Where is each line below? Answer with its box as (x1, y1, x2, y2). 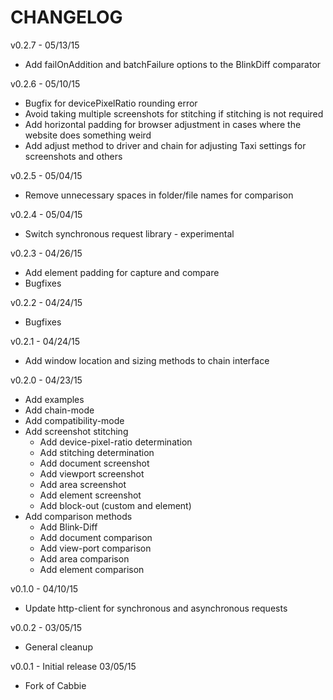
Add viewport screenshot (39, 467, 145, 480)
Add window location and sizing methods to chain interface (24, 354, 270, 366)
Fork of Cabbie (24, 679, 87, 691)
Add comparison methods (24, 510, 133, 522)
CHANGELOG (10, 6, 123, 29)
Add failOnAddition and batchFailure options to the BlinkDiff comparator (24, 58, 322, 70)
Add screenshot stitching (24, 425, 129, 437)
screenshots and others (24, 150, 123, 162)
